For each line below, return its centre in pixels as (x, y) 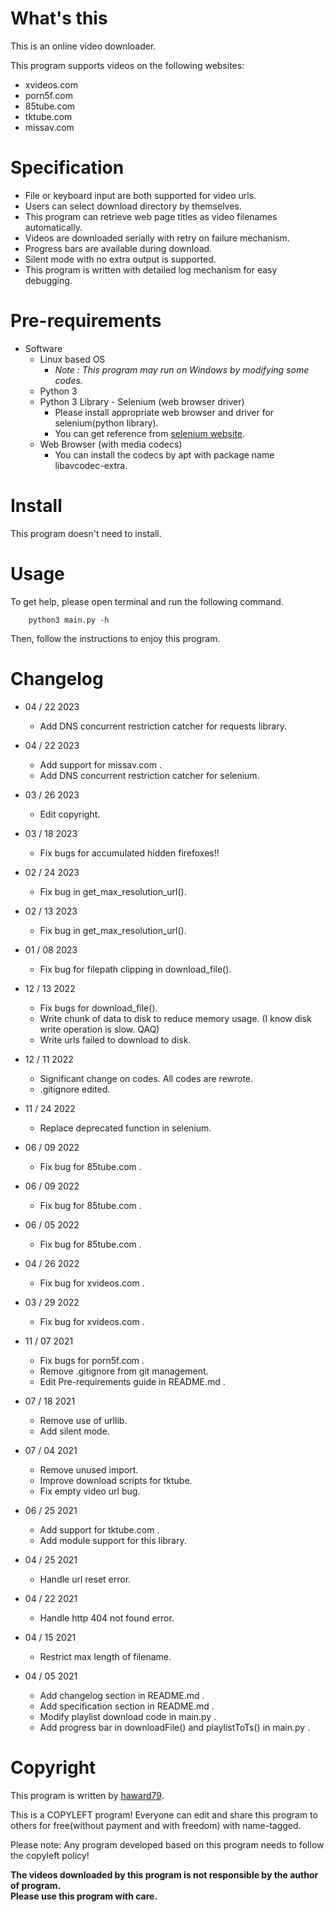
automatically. (53, 227)
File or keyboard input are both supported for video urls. (140, 195)
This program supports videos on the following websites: (127, 65)
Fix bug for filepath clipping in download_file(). (135, 969)
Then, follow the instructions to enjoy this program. (115, 638)
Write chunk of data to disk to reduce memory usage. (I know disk (175, 1018)
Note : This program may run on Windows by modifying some (182, 369)
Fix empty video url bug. (90, 1491)
